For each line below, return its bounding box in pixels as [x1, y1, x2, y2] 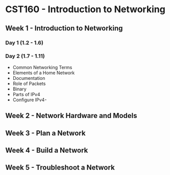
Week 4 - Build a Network [5, 146, 88, 155]
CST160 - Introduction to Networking [5, 4, 166, 15]
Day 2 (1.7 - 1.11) [5, 52, 45, 60]
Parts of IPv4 [12, 91, 40, 97]
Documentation [12, 75, 45, 81]
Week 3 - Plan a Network [5, 129, 86, 137]
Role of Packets [12, 80, 46, 86]
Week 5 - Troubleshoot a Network [5, 163, 115, 172]
